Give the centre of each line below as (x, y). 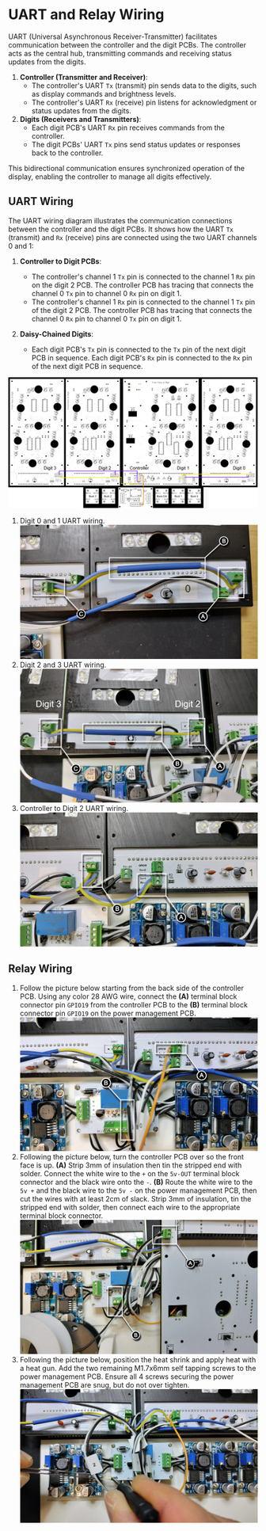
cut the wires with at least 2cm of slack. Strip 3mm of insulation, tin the (135, 1199)
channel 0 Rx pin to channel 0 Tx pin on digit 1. (106, 318)
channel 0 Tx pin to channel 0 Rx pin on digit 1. (106, 293)
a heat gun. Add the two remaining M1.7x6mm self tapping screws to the (138, 1368)
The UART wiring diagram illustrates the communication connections (120, 220)
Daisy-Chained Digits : (56, 333)
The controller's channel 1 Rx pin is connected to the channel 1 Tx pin (143, 302)
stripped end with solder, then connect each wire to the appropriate (130, 1207)
